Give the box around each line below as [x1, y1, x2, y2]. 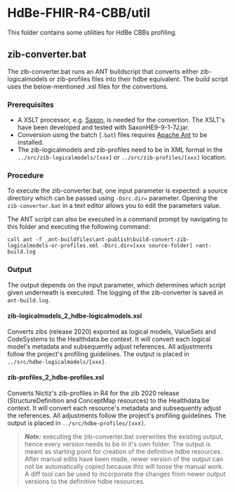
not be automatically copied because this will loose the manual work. [24, 462, 224, 471]
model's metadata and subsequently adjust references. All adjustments [7, 342, 213, 351]
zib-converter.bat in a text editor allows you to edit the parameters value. [7, 202, 221, 210]
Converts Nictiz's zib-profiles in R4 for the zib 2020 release [7, 389, 180, 398]
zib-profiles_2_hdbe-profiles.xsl [7, 373, 104, 382]
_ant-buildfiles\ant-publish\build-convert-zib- [44, 236, 190, 243]
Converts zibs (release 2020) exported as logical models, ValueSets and [7, 327, 216, 335]
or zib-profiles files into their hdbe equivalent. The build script [48, 75, 228, 83]
